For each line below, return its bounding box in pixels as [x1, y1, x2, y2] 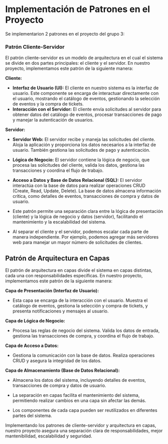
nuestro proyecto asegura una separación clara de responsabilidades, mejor [5, 428, 163, 434]
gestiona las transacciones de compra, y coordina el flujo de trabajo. [12, 333, 154, 339]
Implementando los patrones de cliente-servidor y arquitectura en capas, [5, 422, 156, 428]
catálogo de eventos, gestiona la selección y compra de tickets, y [12, 303, 148, 309]
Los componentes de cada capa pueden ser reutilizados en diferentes [12, 407, 157, 413]
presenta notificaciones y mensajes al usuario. [12, 308, 109, 314]
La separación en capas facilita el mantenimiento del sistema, [12, 392, 140, 398]
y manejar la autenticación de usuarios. [12, 117, 94, 123]
